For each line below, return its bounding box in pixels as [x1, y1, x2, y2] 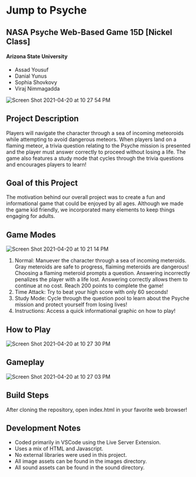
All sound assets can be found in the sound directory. [14, 464, 145, 471]
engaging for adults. [6, 213, 55, 220]
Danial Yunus [14, 72, 47, 79]
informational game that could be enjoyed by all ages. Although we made [6, 200, 184, 207]
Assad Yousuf [14, 66, 49, 73]
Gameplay [6, 357, 45, 367]
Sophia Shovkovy [14, 78, 57, 86]
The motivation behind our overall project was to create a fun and [6, 194, 165, 201]
